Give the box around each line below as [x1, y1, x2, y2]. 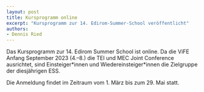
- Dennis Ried [6, 31, 43, 38]
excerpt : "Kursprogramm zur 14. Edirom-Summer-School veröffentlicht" [6, 20, 189, 26]
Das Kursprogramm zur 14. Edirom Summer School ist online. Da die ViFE [6, 48, 190, 55]
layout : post [6, 8, 40, 15]
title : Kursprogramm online [6, 15, 78, 21]
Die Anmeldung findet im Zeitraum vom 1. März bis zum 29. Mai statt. [6, 79, 180, 87]
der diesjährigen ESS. [6, 67, 61, 74]
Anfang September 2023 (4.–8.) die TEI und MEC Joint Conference [6, 54, 175, 62]
